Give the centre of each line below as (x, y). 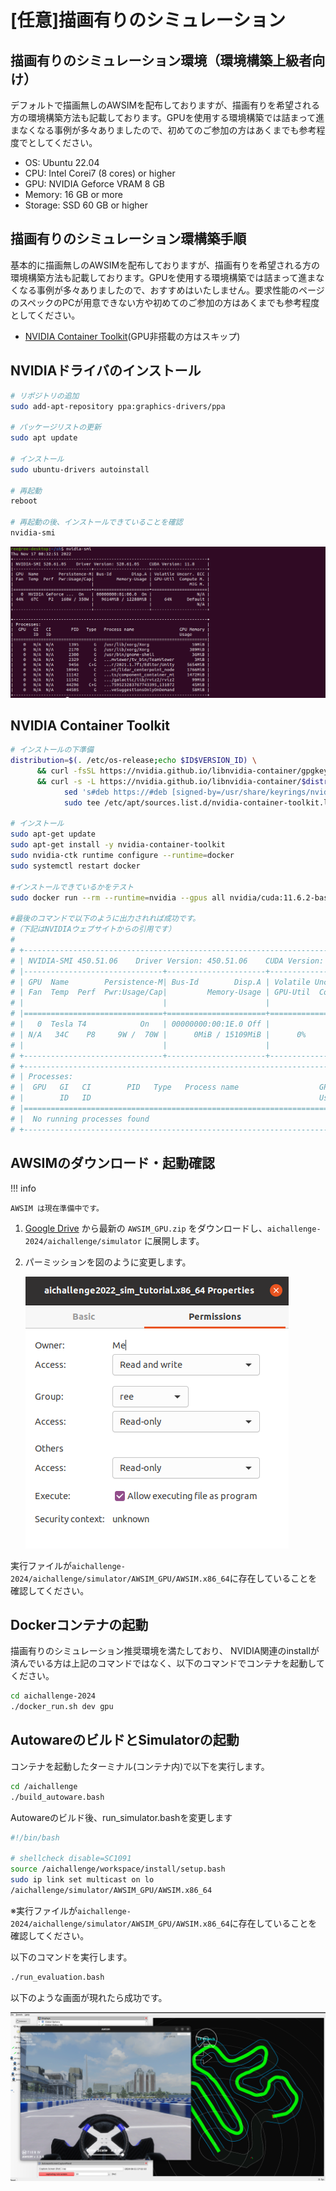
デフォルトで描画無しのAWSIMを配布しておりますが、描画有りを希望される (165, 105)
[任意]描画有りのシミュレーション (148, 20)
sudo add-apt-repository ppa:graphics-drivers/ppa (118, 406)
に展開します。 (174, 1240)
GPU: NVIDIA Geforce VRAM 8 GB (95, 184)
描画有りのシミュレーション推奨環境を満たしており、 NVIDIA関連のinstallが (165, 1651)
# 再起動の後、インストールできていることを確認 (96, 522)
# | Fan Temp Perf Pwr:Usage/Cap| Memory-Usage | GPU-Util (160, 992)
